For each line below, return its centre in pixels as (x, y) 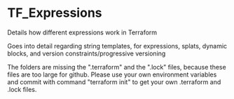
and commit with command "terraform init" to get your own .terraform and (114, 81)
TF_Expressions (55, 13)
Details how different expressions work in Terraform (82, 32)
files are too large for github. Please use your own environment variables (112, 74)
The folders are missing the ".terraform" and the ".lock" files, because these (117, 67)
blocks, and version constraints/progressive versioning (87, 53)
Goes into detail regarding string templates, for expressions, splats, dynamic (117, 46)
